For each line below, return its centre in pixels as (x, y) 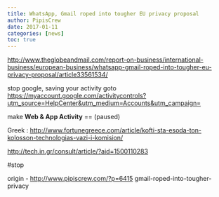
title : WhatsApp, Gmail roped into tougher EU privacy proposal (103, 14)
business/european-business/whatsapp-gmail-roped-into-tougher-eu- (109, 67)
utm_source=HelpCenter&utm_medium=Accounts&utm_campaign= (104, 103)
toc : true (22, 40)
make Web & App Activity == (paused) (64, 117)
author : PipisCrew (34, 20)
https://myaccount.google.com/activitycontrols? (77, 96)
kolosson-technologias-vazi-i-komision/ (65, 138)
